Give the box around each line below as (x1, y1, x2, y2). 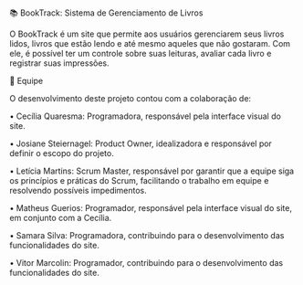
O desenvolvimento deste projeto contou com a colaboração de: (9, 93, 252, 103)
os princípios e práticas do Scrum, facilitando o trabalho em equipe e (9, 175, 269, 185)
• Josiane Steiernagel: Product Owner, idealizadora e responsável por (9, 138, 272, 149)
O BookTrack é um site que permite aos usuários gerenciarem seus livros (9, 28, 285, 39)
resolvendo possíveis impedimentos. (9, 185, 148, 195)
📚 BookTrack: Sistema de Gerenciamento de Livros (9, 7, 204, 18)
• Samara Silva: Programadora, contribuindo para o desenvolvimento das (9, 230, 285, 240)
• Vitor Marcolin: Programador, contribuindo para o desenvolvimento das (9, 258, 284, 268)
